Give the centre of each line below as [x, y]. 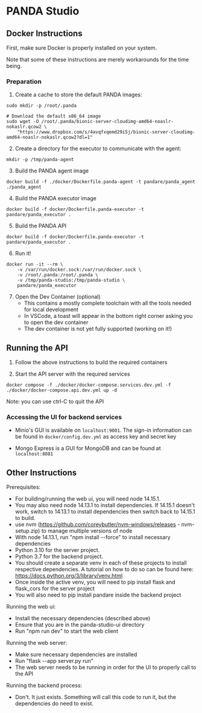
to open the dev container [56, 322]
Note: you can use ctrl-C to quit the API [55, 402]
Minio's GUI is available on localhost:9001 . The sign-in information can [103, 430]
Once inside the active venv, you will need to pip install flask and [95, 582]
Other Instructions [42, 473]
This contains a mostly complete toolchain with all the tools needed [108, 303]
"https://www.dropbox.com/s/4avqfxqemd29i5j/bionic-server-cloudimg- [106, 132]
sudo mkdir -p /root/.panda [42, 106]
